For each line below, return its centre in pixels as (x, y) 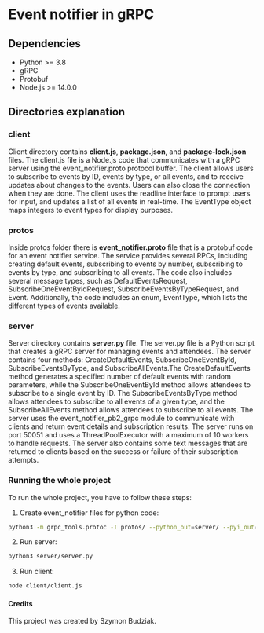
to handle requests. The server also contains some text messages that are (128, 443)
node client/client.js (45, 586)
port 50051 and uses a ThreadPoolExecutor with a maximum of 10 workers (128, 435)
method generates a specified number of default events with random (120, 377)
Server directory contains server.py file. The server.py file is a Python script (132, 343)
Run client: (37, 572)
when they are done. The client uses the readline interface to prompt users (129, 193)
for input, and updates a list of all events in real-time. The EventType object (130, 201)
